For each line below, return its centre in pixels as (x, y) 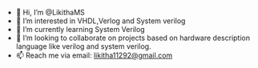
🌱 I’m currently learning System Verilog (81, 29)
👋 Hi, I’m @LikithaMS (50, 12)
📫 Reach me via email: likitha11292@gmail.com (94, 55)
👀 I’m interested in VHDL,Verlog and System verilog (101, 21)
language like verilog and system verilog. (83, 46)
